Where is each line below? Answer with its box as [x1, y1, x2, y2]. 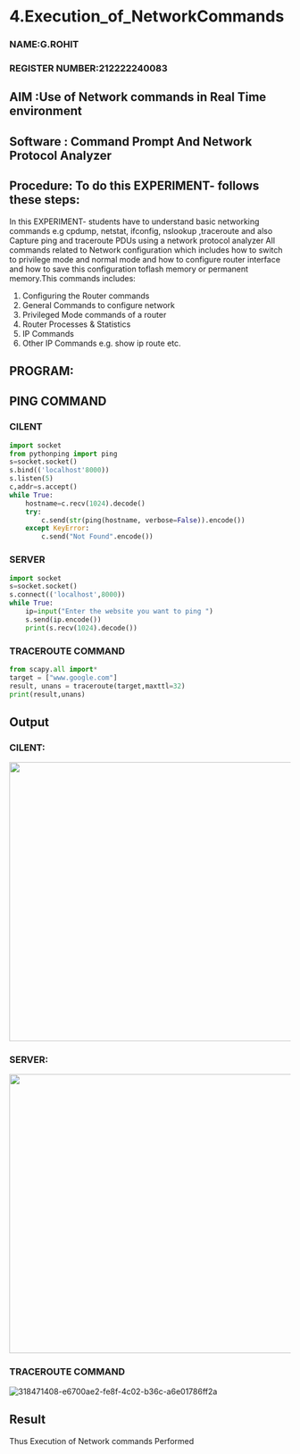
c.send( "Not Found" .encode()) [41, 532, 154, 541]
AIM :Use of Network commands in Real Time [9, 89, 267, 104]
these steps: [9, 192, 80, 207]
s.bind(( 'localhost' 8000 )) [9, 466, 110, 475]
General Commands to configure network [21, 299, 176, 310]
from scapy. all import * [9, 664, 98, 673]
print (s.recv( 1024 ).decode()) [25, 623, 138, 632]
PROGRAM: [9, 363, 74, 379]
